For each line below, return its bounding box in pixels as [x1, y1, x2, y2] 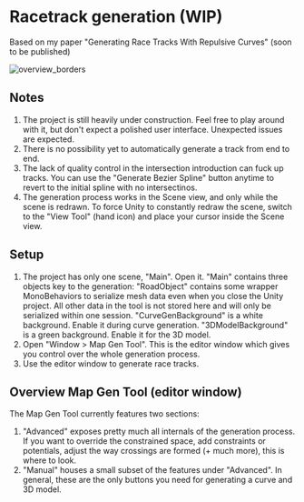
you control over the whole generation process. [22, 348, 201, 359]
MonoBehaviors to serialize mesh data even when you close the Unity [22, 290, 284, 301]
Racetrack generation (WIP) [9, 6, 223, 27]
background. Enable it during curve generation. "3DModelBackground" [22, 319, 289, 330]
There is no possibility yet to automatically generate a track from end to [22, 143, 290, 154]
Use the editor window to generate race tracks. [22, 357, 200, 369]
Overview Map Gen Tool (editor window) [9, 384, 242, 399]
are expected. [22, 134, 75, 145]
